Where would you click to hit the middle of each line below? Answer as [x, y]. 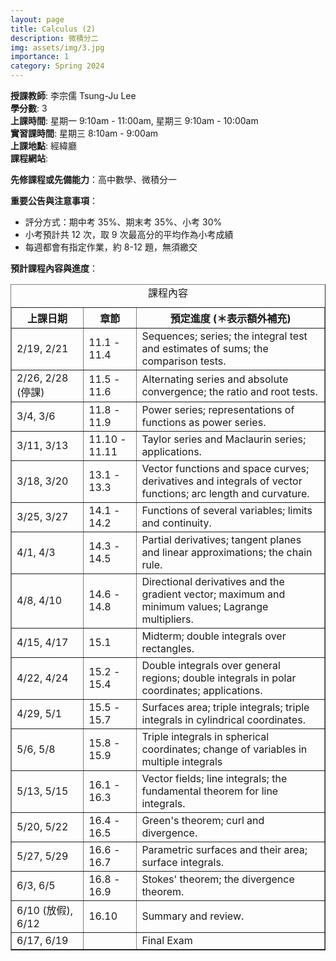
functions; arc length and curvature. [225, 493]
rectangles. [168, 648]
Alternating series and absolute [215, 379]
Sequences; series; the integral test [224, 336]
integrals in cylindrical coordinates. [223, 719]
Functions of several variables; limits [227, 510]
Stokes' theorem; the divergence [218, 879]
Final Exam [167, 940]
